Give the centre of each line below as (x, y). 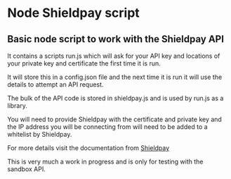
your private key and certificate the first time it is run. (84, 63)
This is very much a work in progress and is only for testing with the (105, 161)
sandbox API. (26, 169)
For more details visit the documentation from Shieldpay (88, 148)
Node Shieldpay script (74, 13)
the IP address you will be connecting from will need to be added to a (108, 127)
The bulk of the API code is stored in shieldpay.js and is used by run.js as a (115, 98)
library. (18, 106)
